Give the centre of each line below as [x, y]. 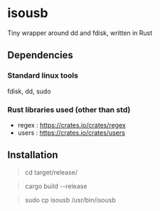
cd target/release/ [51, 172]
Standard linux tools [43, 76]
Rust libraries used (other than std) [69, 110]
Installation [33, 155]
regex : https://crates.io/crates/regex [71, 125]
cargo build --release [56, 186]
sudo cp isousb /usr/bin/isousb [70, 200]
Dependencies [40, 55]
